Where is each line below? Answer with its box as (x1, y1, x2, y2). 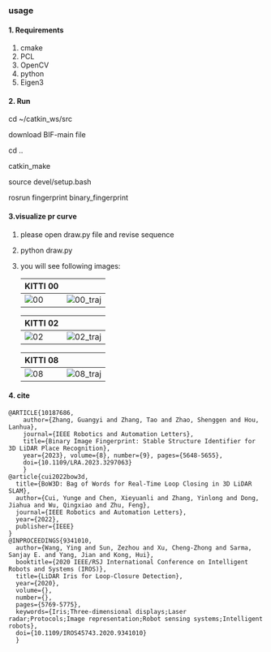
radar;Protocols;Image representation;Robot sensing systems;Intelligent (8, 615, 264, 623)
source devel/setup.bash (8, 177, 92, 187)
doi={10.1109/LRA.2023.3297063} (23, 458, 132, 467)
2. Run (8, 96, 31, 106)
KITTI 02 (24, 317, 59, 329)
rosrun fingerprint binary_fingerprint (8, 192, 128, 203)
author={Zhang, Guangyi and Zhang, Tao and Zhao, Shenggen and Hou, (23, 416, 260, 424)
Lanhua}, (8, 423, 38, 431)
